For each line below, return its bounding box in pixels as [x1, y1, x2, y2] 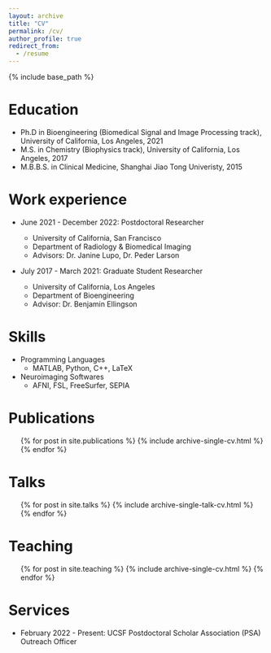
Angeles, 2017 [20, 153, 68, 163]
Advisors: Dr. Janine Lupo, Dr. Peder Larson [32, 250, 180, 260]
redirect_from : [8, 42, 60, 50]
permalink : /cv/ [8, 27, 63, 35]
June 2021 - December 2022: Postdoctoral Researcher [20, 217, 205, 227]
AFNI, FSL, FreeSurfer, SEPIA [32, 380, 130, 390]
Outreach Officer [20, 636, 77, 646]
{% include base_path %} [8, 72, 94, 81]
